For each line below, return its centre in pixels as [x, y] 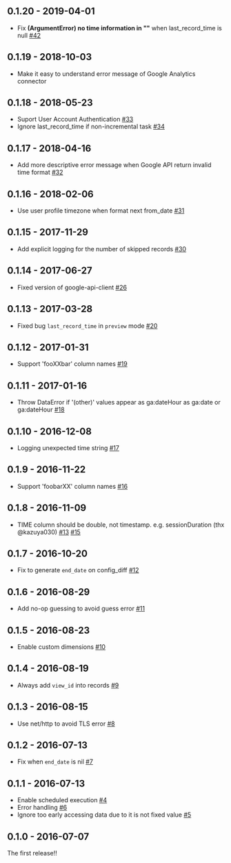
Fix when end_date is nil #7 [55, 762]
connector [32, 81]
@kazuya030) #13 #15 [49, 532]
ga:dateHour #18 [41, 409]
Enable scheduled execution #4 [62, 800]
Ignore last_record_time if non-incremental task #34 [91, 126]
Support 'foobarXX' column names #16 [72, 486]
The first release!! [32, 853]
